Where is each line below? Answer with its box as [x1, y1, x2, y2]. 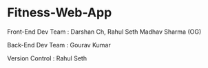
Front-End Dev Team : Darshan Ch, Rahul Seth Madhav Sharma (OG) [7, 27, 202, 36]
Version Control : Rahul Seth [7, 54, 87, 63]
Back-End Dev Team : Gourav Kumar [7, 41, 112, 49]
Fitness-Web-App [7, 5, 112, 21]
